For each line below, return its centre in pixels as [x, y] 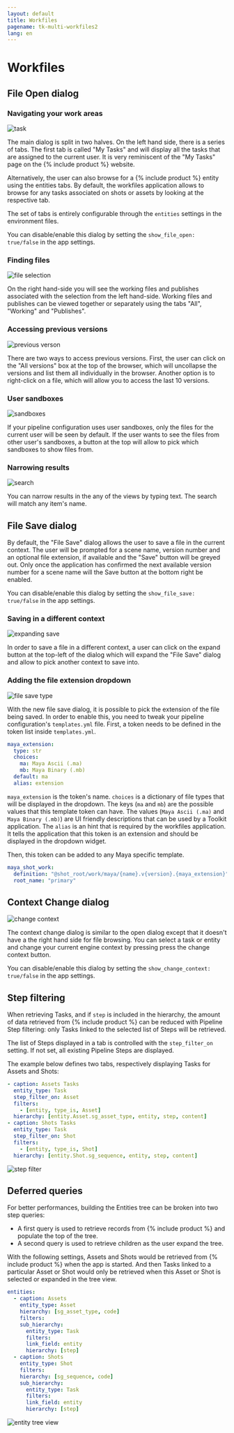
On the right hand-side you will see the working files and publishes [103, 289]
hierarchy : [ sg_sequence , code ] [67, 1376]
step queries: [26, 1215]
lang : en [20, 33]
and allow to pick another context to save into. [73, 662]
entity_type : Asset [48, 1305]
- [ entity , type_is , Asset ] [60, 1110]
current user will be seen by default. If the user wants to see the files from [113, 435]
